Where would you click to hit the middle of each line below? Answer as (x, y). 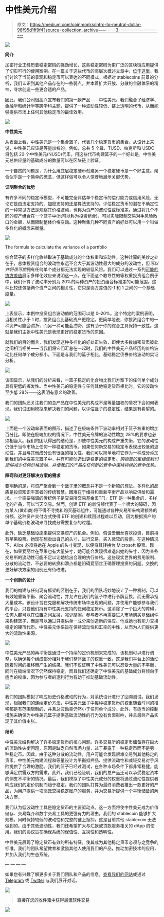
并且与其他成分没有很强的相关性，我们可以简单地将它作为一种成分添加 (88, 452)
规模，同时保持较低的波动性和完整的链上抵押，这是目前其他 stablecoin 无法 (81, 819)
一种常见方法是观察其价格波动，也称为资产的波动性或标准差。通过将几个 (82, 210)
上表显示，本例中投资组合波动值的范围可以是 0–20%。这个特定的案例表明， (81, 313)
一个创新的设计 (20, 580)
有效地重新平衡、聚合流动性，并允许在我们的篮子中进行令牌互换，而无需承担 (82, 596)
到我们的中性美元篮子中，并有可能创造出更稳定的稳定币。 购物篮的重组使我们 (82, 459)
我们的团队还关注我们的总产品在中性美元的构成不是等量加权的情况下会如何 (80, 403)
